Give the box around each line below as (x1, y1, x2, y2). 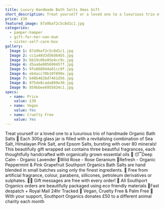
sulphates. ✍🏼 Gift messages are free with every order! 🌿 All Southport (5, 178, 147, 183)
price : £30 (5, 16, 27, 21)
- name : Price (9, 94, 38, 99)
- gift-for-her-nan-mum (9, 35, 58, 40)
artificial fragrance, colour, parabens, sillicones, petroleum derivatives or (5, 172, 152, 178)
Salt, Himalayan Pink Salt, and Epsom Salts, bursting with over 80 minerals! (5, 141, 157, 147)
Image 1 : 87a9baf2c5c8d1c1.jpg (9, 48, 74, 53)
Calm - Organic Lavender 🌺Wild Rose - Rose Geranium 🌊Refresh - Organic (5, 156, 156, 162)
